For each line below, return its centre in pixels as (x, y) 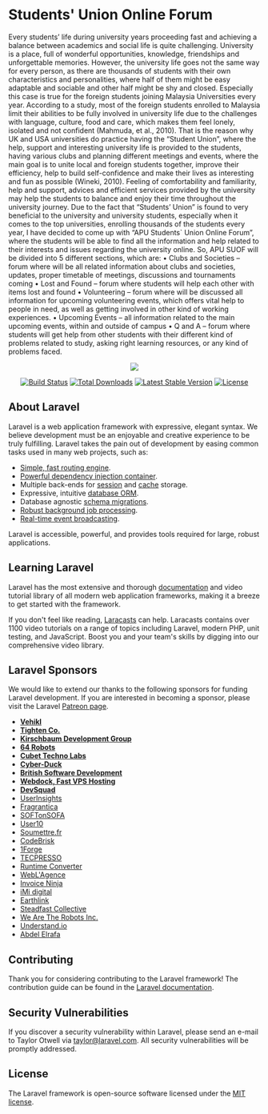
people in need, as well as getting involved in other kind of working (119, 309)
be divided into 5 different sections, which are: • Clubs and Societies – (124, 258)
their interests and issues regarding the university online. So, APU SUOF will (133, 249)
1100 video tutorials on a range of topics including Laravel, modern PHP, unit (134, 628)
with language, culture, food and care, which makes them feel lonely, (122, 122)
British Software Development (71, 773)
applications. (29, 543)
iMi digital (36, 892)
